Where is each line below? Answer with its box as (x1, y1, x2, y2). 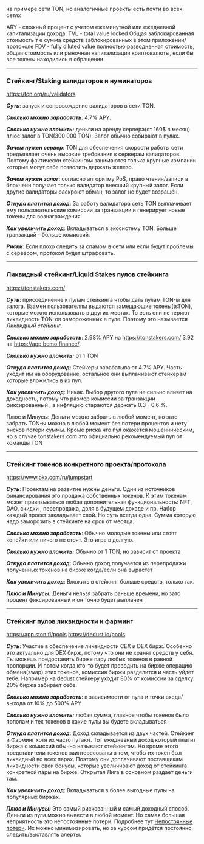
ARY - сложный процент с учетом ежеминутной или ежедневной (6, 24, 176, 30)
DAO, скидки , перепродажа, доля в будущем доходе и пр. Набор (6, 504, 176, 512)
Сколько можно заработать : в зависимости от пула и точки (6, 693, 165, 700)
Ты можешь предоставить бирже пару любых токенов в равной (6, 655, 173, 663)
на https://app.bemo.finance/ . (6, 340, 81, 347)
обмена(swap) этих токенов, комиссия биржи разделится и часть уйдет (6, 669, 194, 676)
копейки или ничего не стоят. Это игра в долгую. (6, 535, 134, 543)
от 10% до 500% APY (27, 700, 82, 707)
